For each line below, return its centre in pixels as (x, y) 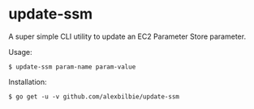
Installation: (28, 82)
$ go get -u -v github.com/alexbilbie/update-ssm (94, 96)
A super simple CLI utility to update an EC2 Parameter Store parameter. (127, 36)
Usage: (20, 52)
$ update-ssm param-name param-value (72, 67)
